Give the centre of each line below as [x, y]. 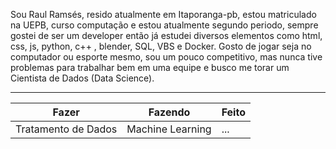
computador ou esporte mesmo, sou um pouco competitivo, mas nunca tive [166, 57]
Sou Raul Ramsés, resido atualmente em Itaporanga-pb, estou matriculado [163, 14]
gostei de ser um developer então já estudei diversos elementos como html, [166, 35]
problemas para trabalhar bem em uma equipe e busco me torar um [150, 67]
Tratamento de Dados [66, 129]
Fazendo [169, 112]
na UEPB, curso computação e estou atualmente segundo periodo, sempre [164, 25]
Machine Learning [169, 129]
